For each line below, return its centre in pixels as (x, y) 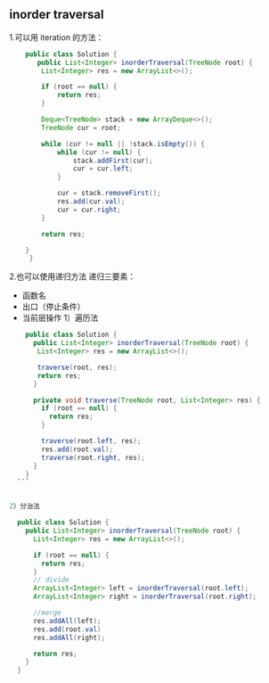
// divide (51, 580)
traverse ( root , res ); (77, 367)
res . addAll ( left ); (67, 621)
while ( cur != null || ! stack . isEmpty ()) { (123, 144)
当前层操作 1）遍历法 (60, 318)
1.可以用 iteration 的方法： (57, 37)
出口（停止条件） (53, 307)
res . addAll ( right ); (69, 638)
